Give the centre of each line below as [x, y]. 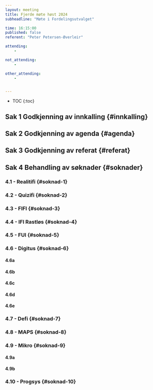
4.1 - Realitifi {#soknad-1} [37, 181]
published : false [23, 33]
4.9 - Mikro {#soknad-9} [36, 346]
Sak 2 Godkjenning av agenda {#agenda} [70, 134]
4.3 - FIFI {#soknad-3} [33, 208]
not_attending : [21, 60]
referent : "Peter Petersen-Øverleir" [44, 37]
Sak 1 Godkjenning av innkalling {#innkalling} [76, 117]
